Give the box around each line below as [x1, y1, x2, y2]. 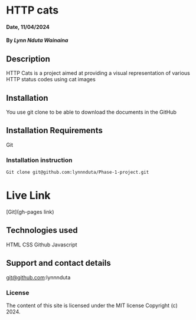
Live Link [6, 189, 51, 202]
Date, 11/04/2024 [6, 23, 50, 30]
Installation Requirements [6, 126, 103, 136]
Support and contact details [6, 258, 111, 268]
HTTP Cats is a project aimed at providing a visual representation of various [6, 70, 190, 77]
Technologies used [6, 225, 78, 236]
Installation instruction [6, 156, 73, 164]
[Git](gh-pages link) [6, 209, 54, 216]
